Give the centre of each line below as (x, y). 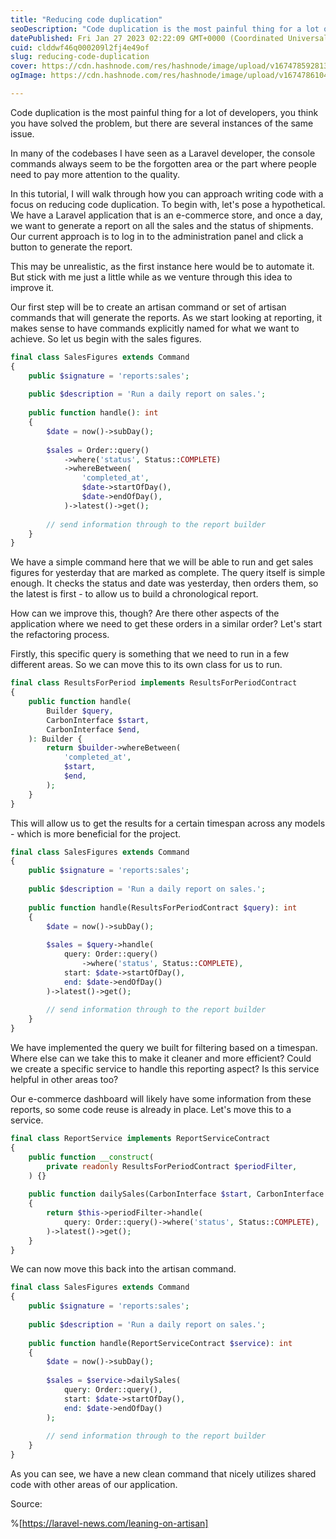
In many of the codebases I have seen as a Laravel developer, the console (163, 153)
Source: (26, 1504)
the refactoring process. (60, 635)
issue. (22, 133)
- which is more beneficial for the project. (96, 833)
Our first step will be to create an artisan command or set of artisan (148, 307)
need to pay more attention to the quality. (95, 174)
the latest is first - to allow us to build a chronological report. (134, 594)
